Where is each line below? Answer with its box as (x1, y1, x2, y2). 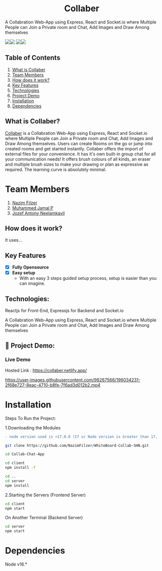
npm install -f (5, 465, 36, 470)
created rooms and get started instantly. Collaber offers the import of (5, 146, 144, 151)
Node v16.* (5, 561, 28, 567)
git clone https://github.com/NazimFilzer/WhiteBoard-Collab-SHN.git (5, 443, 149, 448)
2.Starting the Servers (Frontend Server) (5, 492, 86, 498)
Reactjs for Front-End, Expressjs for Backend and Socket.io (5, 308, 124, 314)
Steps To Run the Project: (5, 415, 56, 421)
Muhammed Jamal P (12, 205, 54, 211)
